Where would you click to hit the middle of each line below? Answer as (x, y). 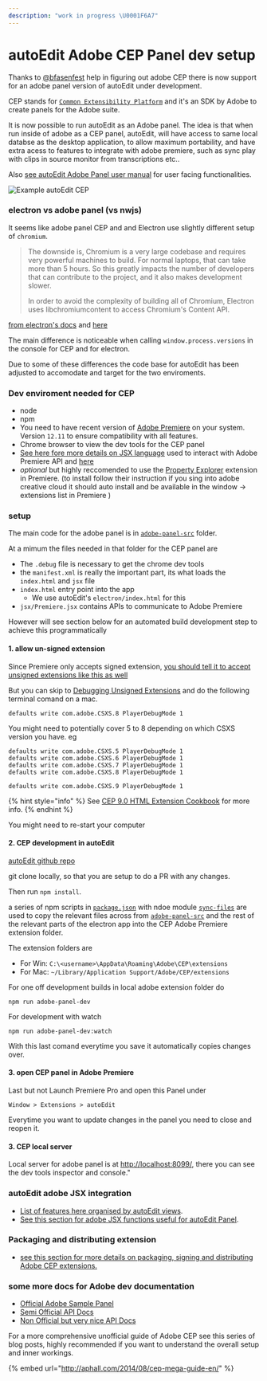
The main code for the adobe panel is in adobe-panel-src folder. (113, 533)
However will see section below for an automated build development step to (133, 622)
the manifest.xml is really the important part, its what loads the (123, 573)
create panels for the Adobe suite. (64, 109)
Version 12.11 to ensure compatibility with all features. (109, 436)
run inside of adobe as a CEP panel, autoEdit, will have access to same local (133, 133)
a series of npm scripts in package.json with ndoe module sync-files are (128, 907)
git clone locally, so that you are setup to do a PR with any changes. (119, 876)
